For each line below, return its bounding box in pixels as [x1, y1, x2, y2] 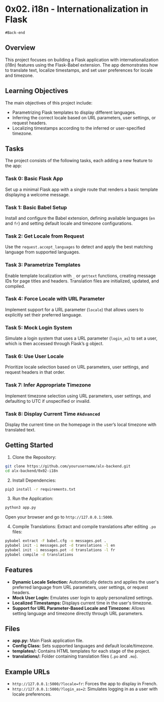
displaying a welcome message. [5, 191, 70, 198]
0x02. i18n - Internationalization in [5, 3, 148, 15]
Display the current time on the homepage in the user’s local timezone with [5, 421, 157, 427]
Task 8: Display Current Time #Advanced [5, 410, 101, 417]
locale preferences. [12, 691, 52, 697]
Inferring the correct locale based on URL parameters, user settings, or [12, 114, 156, 120]
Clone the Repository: [12, 454, 56, 460]
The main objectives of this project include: [5, 100, 92, 105]
